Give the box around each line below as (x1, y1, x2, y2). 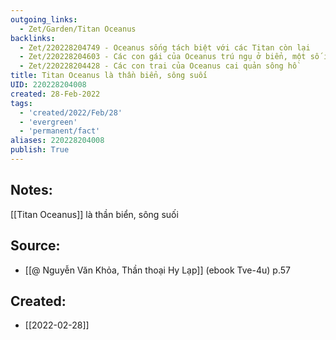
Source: (10, 237, 61, 255)
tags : (10, 98, 33, 108)
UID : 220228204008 (10, 80, 87, 90)
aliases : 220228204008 (10, 136, 105, 146)
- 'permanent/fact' (19, 126, 101, 136)
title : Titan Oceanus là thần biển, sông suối (10, 71, 208, 81)
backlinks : (10, 33, 56, 43)
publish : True (10, 145, 70, 155)
